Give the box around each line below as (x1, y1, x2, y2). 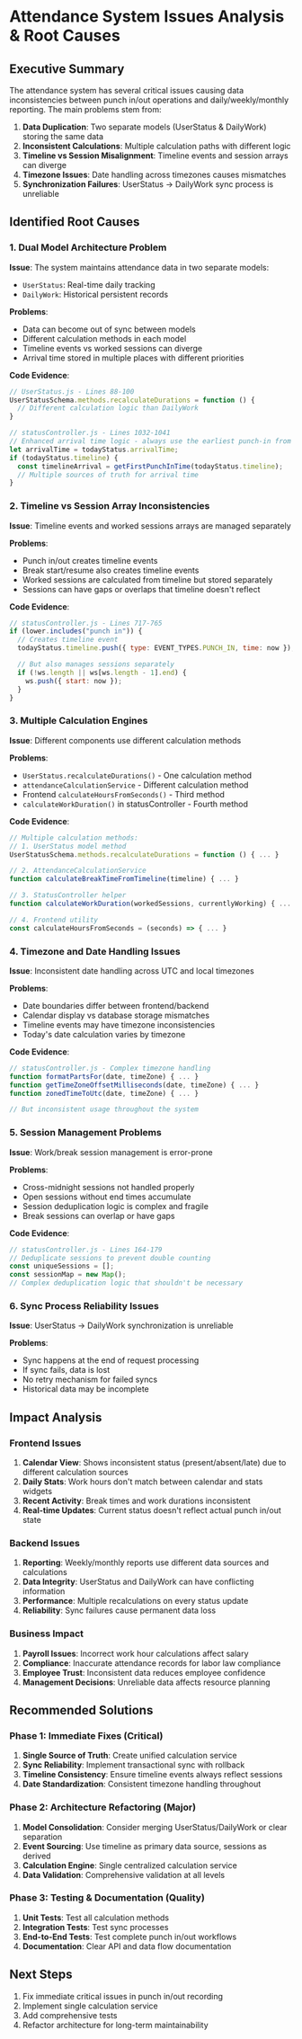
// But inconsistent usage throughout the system (9, 1105, 200, 1114)
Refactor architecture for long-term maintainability (22, 2019, 209, 2030)
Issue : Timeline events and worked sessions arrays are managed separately (9, 520, 291, 531)
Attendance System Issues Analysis (9, 6, 285, 27)
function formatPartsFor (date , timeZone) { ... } (9, 1072, 200, 1081)
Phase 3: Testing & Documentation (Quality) (9, 1892, 205, 1904)
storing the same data (22, 131, 104, 141)
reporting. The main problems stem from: (9, 104, 162, 114)
